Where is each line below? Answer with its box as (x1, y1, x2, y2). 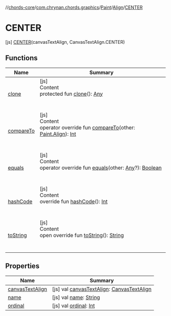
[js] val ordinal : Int (52, 302, 95, 309)
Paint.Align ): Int (40, 130, 76, 137)
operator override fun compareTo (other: (40, 124, 135, 131)
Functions (5, 54, 38, 63)
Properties (5, 262, 40, 271)
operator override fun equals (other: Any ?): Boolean (40, 164, 162, 171)
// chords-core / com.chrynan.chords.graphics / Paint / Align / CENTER (5, 5, 143, 10)
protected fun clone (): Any (40, 90, 103, 97)
